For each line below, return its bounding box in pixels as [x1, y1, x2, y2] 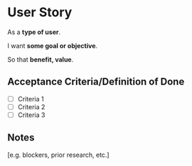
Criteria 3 [17, 111, 46, 119]
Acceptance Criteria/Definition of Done [7, 76, 185, 88]
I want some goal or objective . [7, 41, 98, 50]
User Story [7, 4, 73, 21]
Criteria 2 [17, 102, 46, 111]
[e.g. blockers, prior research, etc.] [7, 150, 110, 159]
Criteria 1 [17, 94, 44, 103]
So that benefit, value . [7, 55, 74, 64]
